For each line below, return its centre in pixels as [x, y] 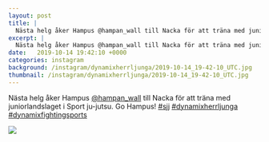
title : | [23, 23]
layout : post [30, 16]
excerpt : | [26, 38]
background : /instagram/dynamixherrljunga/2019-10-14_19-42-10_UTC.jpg [130, 68]
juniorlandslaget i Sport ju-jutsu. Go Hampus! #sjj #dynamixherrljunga [123, 106]
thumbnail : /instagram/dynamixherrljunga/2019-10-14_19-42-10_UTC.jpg [128, 75]
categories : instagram [46, 61]
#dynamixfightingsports [48, 114]
